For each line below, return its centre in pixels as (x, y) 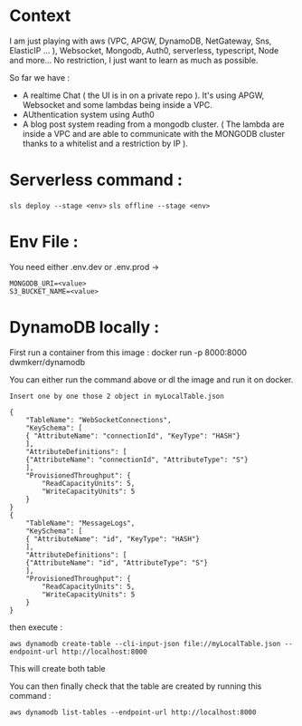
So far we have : (40, 77)
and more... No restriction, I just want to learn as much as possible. (134, 60)
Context (40, 16)
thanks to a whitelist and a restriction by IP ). (105, 143)
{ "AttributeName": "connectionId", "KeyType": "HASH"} (133, 436)
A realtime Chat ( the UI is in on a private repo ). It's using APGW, (143, 95)
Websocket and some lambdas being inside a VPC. (117, 104)
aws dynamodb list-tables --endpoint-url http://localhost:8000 (133, 712)
